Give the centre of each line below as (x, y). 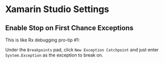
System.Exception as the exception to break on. (54, 55)
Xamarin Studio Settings (57, 9)
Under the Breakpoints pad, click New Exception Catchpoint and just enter (82, 50)
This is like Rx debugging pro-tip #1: (43, 40)
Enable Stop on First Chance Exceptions (69, 28)
